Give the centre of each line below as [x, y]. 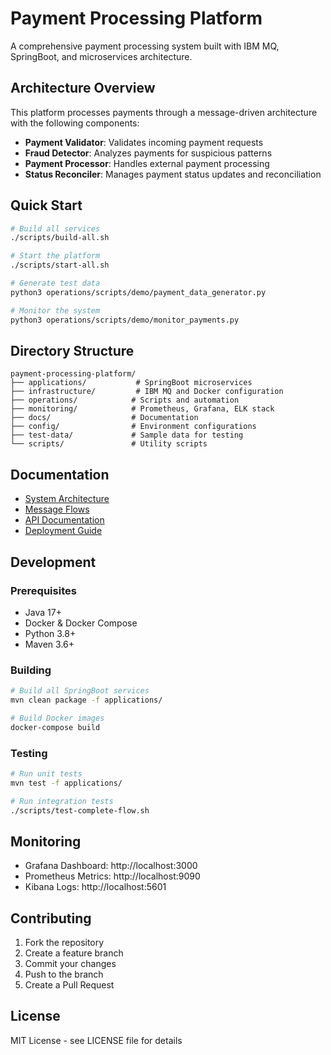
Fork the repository [64, 943]
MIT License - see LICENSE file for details [96, 1040]
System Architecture [67, 499]
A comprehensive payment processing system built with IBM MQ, [145, 46]
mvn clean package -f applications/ [86, 700]
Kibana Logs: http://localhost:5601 [95, 887]
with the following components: [75, 123]
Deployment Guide [63, 531]
